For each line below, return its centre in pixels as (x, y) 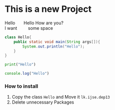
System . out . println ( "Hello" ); (54, 46)
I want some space (29, 28)
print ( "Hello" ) (20, 65)
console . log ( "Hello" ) (27, 74)
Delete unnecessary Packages (43, 102)
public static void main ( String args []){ (57, 42)
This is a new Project (48, 9)
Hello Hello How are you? (34, 23)
